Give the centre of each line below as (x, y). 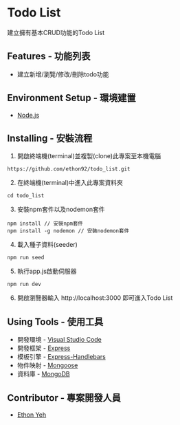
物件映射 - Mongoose (47, 365)
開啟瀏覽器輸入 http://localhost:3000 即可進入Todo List (95, 298)
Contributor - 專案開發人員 (64, 398)
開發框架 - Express (44, 348)
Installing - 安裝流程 (50, 138)
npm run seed (26, 258)
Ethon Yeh (32, 415)
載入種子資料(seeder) (47, 245)
